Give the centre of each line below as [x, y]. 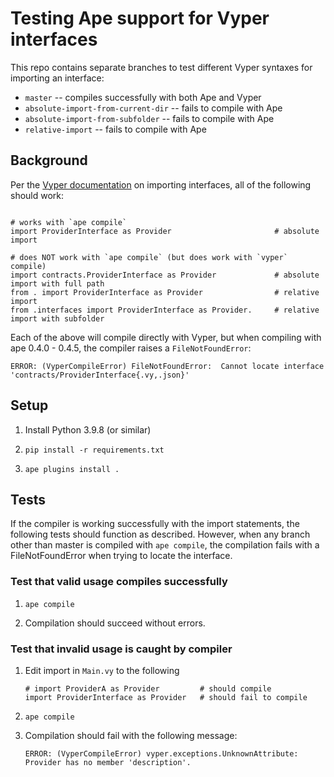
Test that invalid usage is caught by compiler [121, 649]
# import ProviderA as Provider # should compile [148, 688]
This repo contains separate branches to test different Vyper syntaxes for [161, 67]
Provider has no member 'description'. [108, 762]
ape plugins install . [72, 469]
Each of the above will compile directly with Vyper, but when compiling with [166, 337]
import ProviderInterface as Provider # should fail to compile [166, 697]
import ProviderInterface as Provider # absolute [165, 231]
